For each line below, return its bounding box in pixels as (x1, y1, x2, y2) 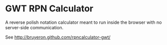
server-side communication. (5, 24, 64, 30)
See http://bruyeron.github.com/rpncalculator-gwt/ (5, 34, 111, 40)
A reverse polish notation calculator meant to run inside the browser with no (5, 19, 162, 25)
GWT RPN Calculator (5, 3, 94, 14)
